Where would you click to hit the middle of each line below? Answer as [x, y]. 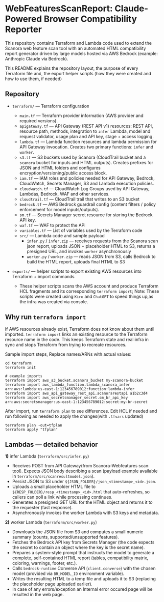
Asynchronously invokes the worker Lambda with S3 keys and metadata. [85, 513]
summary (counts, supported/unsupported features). [65, 537]
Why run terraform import [46, 317]
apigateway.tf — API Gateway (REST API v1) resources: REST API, [86, 126]
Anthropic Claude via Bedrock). [37, 58]
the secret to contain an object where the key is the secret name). [79, 547]
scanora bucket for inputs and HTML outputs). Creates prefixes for [86, 162]
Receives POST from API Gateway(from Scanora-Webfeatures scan [80, 466]
